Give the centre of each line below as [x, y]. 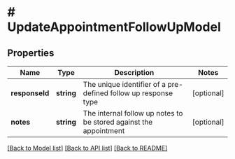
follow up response [142, 93]
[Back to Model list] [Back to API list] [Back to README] [87, 148]
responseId [30, 93]
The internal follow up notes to [133, 113]
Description [134, 72]
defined [95, 93]
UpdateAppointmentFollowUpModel [114, 27]
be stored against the [118, 122]
